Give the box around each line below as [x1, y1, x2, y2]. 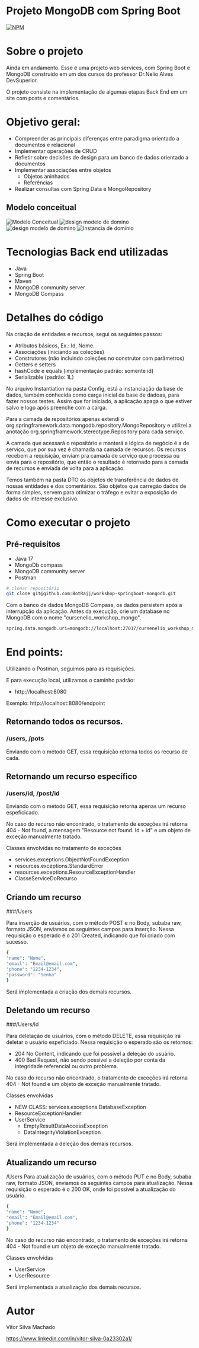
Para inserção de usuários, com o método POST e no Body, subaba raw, [6, 919, 182, 927]
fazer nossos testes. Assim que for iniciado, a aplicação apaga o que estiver [6, 397, 192, 404]
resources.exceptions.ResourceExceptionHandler [14, 868, 136, 876]
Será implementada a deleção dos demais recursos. [6, 1140, 133, 1148]
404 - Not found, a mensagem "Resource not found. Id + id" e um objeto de [6, 827, 191, 834]
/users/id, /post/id [6, 790, 60, 798]
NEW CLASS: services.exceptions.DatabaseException [14, 1104, 146, 1111]
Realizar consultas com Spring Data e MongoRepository [14, 185, 152, 192]
